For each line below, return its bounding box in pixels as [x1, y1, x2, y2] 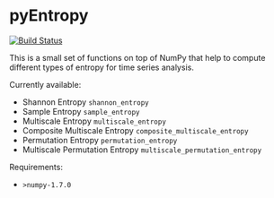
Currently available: [9, 79, 82, 90]
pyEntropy [9, 5, 89, 26]
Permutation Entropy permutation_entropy [22, 134, 178, 145]
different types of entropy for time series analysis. [9, 62, 195, 73]
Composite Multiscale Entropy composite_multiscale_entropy [22, 125, 249, 135]
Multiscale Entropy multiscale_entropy [22, 116, 166, 126]
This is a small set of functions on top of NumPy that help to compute [9, 52, 266, 63]
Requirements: [9, 161, 63, 172]
